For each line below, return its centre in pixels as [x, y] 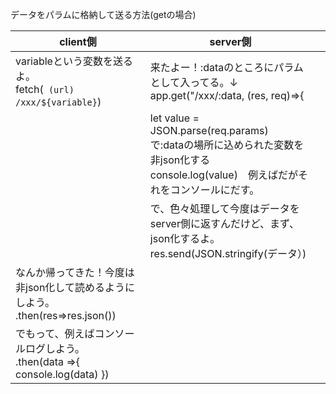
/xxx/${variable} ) [58, 101]
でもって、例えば [55, 333]
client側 [78, 41]
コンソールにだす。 [214, 190]
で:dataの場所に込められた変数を [227, 145]
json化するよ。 [185, 238]
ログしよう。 [55, 348]
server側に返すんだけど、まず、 [224, 223]
